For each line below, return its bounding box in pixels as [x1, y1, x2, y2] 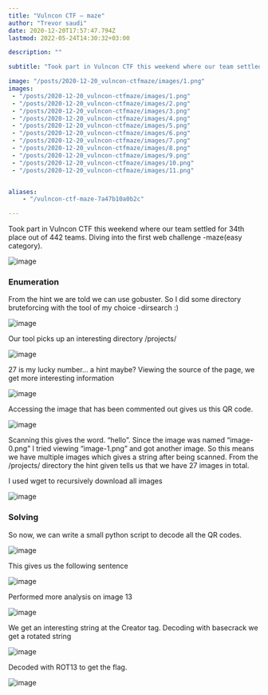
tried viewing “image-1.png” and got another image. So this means [35, 444, 254, 454]
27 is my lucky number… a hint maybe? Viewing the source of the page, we [8, 365, 255, 375]
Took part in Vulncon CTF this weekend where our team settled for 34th [8, 224, 245, 234]
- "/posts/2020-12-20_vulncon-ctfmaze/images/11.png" [11, 166, 195, 174]
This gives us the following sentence [8, 561, 129, 570]
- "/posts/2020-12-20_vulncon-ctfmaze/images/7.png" [11, 137, 191, 145]
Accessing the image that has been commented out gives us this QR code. [8, 404, 254, 414]
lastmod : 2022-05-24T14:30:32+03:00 [8, 34, 130, 42]
